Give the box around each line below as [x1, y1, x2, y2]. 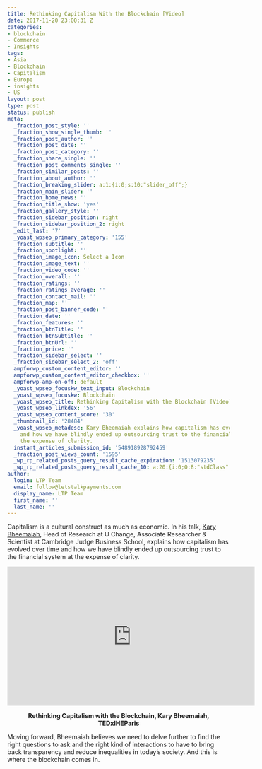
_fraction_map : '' [13, 300, 69, 307]
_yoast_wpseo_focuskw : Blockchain [13, 392, 115, 399]
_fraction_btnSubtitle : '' [13, 332, 93, 339]
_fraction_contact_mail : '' [13, 293, 97, 300]
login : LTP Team [13, 477, 61, 484]
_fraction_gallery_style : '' [13, 208, 100, 215]
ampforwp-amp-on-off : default [13, 378, 102, 385]
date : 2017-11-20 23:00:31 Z [7, 17, 93, 24]
